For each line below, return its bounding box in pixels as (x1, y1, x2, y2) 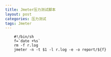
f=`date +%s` (14, 39, 41, 44)
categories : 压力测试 (5, 16, 47, 21)
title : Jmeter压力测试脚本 (5, 7, 56, 12)
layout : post (5, 12, 32, 17)
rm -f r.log (14, 43, 38, 48)
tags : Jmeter (5, 21, 32, 26)
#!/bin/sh (14, 34, 34, 39)
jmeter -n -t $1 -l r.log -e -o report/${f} (14, 47, 107, 52)
